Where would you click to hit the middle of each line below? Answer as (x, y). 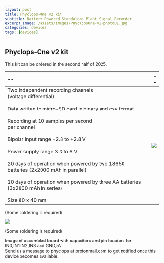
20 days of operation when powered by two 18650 (66, 163)
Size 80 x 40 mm (27, 200)
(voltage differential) (31, 96)
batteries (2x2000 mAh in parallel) (47, 170)
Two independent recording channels (51, 90)
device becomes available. (32, 256)
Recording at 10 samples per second (50, 121)
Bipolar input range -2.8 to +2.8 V (47, 139)
